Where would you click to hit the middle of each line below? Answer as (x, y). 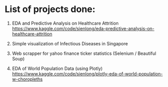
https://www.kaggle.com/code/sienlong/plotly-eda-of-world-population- (87, 73)
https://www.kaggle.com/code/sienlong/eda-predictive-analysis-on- (83, 28)
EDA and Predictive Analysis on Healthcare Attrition (65, 23)
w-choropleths (27, 79)
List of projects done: (50, 9)
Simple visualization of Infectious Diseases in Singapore (70, 43)
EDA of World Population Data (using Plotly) (57, 68)
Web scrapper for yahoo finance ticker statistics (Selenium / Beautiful (84, 53)
